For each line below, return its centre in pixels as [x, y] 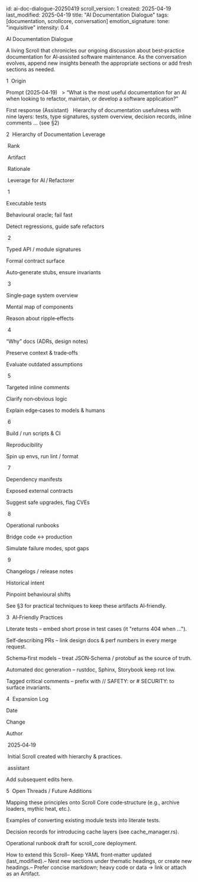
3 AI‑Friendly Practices [35, 617]
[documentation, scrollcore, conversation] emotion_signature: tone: [88, 21]
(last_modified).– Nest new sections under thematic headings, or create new [99, 861]
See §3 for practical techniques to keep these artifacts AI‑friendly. [86, 606]
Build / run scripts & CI [33, 433]
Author [14, 733]
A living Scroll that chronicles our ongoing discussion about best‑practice [95, 50]
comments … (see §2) [33, 123]
